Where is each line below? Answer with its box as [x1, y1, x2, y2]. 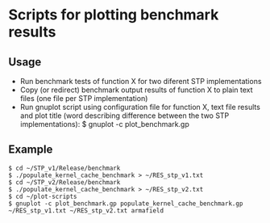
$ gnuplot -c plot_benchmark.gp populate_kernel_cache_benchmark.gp [8, 200, 243, 208]
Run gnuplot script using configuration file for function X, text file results [19, 103, 260, 111]
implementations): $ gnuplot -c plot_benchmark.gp [19, 120, 189, 128]
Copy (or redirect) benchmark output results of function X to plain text [19, 85, 253, 95]
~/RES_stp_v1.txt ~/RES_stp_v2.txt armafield [8, 206, 164, 215]
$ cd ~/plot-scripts [8, 192, 78, 200]
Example [8, 143, 53, 157]
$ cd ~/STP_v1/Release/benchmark [8, 164, 121, 172]
